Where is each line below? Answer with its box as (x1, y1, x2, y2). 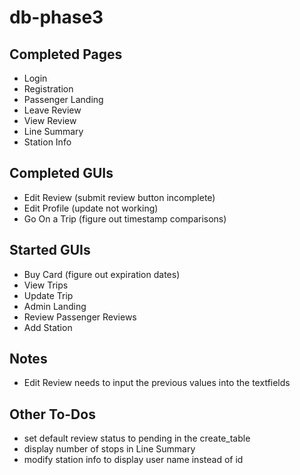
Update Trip (23, 289, 74, 301)
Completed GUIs (9, 165, 114, 182)
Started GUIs (9, 242, 91, 259)
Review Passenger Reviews (23, 311, 137, 323)
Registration (23, 83, 74, 95)
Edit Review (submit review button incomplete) (23, 191, 216, 203)
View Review (23, 115, 77, 126)
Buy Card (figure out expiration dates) (23, 268, 181, 280)
